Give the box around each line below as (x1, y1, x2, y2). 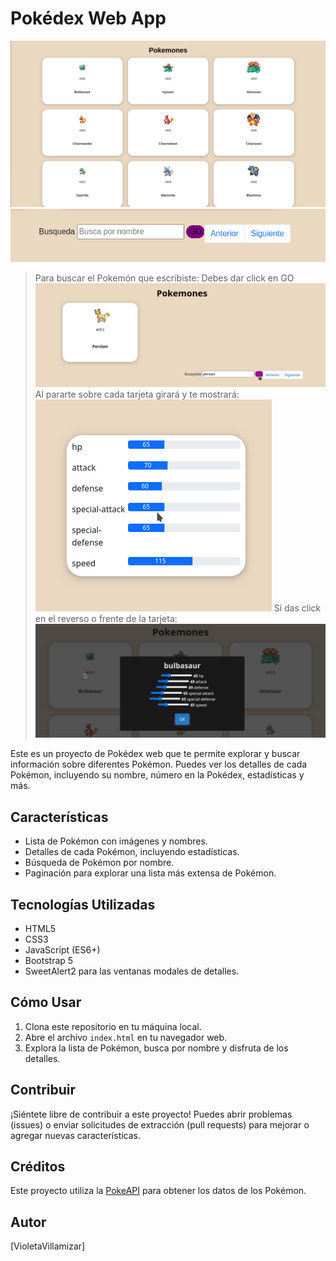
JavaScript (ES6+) (24, 943, 101, 956)
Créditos (10, 1158, 66, 1175)
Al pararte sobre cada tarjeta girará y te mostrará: (34, 388, 240, 400)
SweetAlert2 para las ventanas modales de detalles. (24, 965, 240, 977)
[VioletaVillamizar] (10, 1240, 86, 1252)
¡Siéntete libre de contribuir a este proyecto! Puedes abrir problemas (10, 1108, 293, 1120)
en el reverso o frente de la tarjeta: (34, 612, 178, 624)
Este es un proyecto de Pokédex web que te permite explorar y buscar (10, 748, 301, 760)
